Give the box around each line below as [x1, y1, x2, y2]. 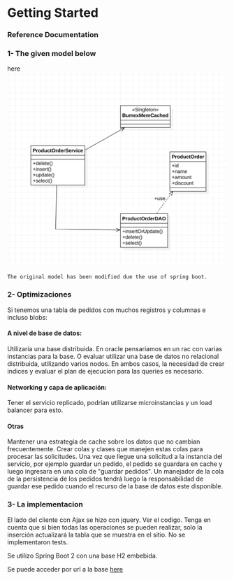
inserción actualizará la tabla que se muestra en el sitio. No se [7, 530, 186, 539]
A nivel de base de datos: [7, 329, 82, 337]
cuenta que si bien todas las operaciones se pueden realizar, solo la [7, 523, 203, 531]
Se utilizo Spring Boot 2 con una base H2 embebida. [7, 551, 158, 560]
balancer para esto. [7, 406, 64, 414]
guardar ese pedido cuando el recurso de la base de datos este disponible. [7, 482, 224, 490]
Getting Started [7, 5, 99, 21]
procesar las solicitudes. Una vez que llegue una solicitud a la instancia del [7, 453, 223, 461]
